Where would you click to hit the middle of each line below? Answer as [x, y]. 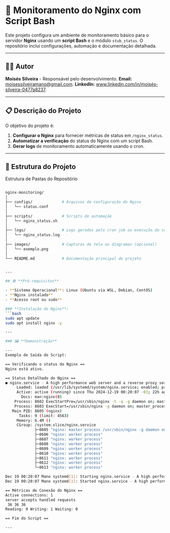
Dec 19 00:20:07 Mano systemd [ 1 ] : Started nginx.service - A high [77, 481]
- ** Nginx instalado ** [29, 295]
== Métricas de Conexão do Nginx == [44, 490]
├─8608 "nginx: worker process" [69, 444]
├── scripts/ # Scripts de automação [59, 216]
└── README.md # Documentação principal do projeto [73, 258]
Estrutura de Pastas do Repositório [41, 179]
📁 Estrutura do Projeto [40, 167]
